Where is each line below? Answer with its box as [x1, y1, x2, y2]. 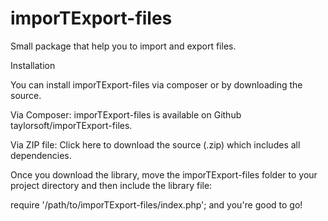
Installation [10, 59, 56, 71]
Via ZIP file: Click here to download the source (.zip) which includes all [10, 138, 301, 151]
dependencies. [10, 149, 72, 161]
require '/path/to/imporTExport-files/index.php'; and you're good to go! [10, 198, 303, 211]
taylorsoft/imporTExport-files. [10, 119, 133, 131]
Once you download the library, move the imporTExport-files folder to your [10, 168, 318, 181]
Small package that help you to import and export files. [10, 40, 237, 52]
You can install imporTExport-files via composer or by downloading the [10, 78, 303, 91]
